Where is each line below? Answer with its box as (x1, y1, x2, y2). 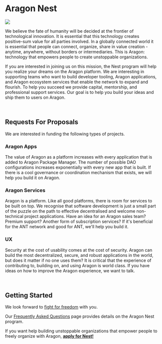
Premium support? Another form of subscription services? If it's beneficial (5, 218, 153, 224)
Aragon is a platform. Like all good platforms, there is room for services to (5, 198, 152, 204)
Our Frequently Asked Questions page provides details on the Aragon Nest (5, 313, 154, 319)
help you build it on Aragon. (5, 175, 61, 181)
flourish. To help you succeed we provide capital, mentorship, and (5, 84, 137, 90)
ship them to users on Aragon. (5, 94, 65, 100)
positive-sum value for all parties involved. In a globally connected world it (5, 38, 154, 44)
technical (5, 214, 23, 219)
